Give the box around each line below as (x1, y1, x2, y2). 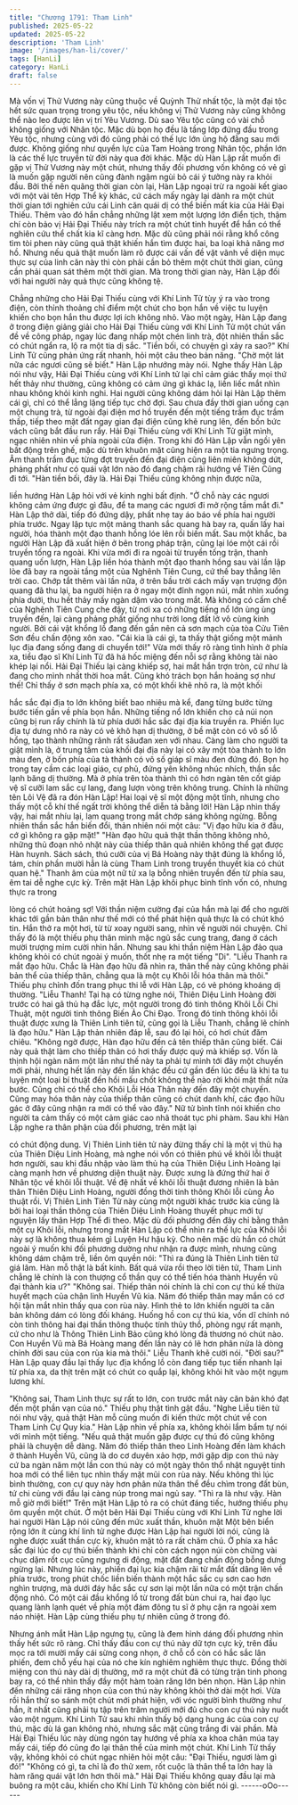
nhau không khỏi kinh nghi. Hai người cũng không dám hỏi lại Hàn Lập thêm (9, 387, 286, 398)
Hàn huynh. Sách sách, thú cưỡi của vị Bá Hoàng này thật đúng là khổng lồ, (9, 848, 286, 859)
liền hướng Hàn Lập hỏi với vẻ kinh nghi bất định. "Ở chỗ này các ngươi (9, 490, 270, 500)
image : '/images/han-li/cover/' (9, 46, 129, 55)
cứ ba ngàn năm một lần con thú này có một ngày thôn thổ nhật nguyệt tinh (9, 1459, 286, 1470)
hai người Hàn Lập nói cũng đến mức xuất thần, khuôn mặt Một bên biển (9, 1516, 274, 1527)
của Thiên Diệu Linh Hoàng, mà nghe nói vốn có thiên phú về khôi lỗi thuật (9, 1148, 283, 1159)
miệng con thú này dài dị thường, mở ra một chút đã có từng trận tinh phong (9, 1666, 287, 1677)
